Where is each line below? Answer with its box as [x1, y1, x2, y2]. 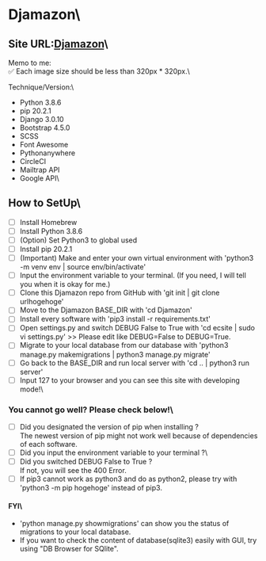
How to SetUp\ [8, 197, 81, 210]
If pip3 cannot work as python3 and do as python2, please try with [19, 474, 237, 484]
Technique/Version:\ [8, 82, 74, 92]
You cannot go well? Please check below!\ [8, 404, 174, 415]
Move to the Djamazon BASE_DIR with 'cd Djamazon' [19, 305, 192, 315]
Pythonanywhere [19, 148, 76, 158]
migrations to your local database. [19, 527, 131, 536]
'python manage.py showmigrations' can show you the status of [19, 519, 230, 529]
